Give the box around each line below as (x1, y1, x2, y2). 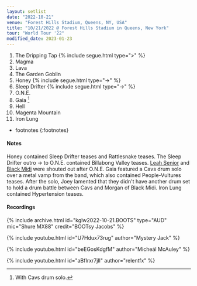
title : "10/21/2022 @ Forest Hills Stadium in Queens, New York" (6, 25, 169, 31)
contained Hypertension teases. (6, 190, 84, 197)
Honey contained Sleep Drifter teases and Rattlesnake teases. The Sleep (6, 153, 182, 160)
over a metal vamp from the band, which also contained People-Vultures (6, 171, 181, 179)
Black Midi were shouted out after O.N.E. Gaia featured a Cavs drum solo (6, 165, 182, 172)
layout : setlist (6, 8, 46, 15)
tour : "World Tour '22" (6, 30, 65, 36)
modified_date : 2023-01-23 (6, 36, 72, 42)
